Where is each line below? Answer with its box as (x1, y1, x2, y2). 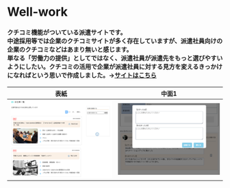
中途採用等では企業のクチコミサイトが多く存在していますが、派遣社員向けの (7, 36, 223, 45)
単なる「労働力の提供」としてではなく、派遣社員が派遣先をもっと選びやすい (7, 54, 223, 62)
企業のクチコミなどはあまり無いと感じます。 (7, 45, 133, 54)
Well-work (7, 4, 68, 20)
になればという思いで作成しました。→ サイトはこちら (7, 71, 157, 79)
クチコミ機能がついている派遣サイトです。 (7, 28, 127, 36)
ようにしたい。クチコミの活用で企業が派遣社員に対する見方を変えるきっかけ (7, 62, 223, 71)
